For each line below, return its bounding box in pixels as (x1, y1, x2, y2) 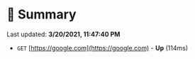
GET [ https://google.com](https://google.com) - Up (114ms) (16, 43, 189, 52)
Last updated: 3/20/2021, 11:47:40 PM (6, 30, 121, 38)
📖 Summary (6, 6, 77, 23)
